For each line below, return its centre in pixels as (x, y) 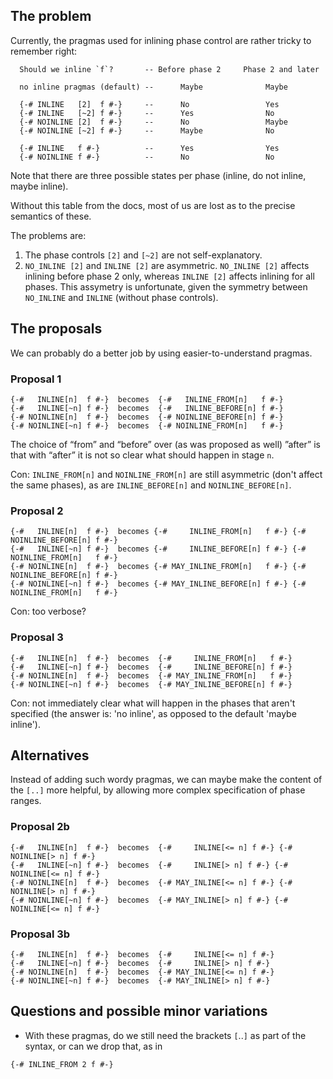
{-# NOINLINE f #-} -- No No (147, 157)
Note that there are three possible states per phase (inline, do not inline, (158, 175)
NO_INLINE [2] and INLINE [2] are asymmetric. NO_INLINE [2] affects (167, 265)
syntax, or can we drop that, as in (93, 1046)
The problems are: (48, 235)
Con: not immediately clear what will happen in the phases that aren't (153, 703)
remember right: (44, 51)
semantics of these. (51, 216)
